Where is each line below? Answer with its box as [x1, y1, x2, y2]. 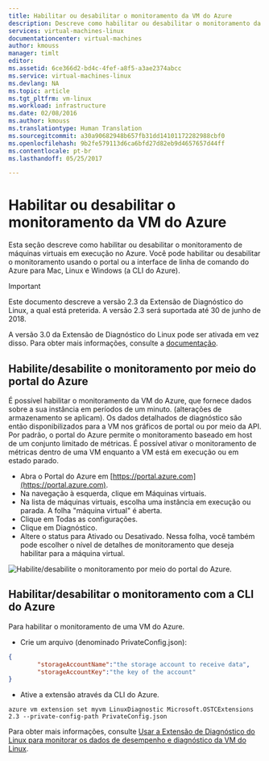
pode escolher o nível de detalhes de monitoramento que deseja [19, 540, 234, 550]
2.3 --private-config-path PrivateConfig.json [8, 713, 168, 721]
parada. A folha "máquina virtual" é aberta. [19, 506, 163, 515]
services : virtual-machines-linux [8, 27, 125, 35]
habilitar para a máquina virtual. [19, 549, 126, 558]
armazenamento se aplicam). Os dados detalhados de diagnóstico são [8, 413, 242, 422]
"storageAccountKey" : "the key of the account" [37, 667, 197, 676]
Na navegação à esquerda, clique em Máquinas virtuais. [19, 489, 207, 498]
